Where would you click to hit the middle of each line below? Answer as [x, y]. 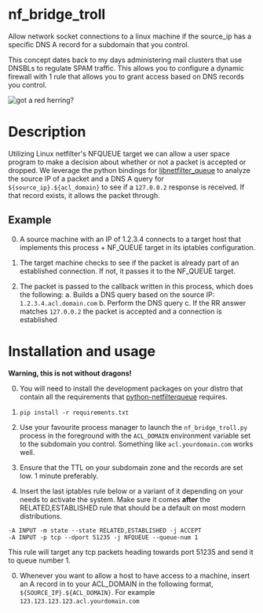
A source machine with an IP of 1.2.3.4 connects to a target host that [130, 239]
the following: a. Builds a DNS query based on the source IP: [117, 294]
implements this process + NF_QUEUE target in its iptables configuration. [137, 247]
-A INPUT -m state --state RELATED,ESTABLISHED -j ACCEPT [105, 530]
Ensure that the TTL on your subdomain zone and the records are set [131, 467]
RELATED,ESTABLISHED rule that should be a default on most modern [132, 508]
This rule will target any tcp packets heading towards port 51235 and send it [131, 552]
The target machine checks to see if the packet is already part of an [129, 262]
